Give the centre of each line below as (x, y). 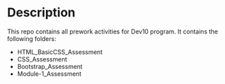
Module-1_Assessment (49, 74)
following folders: (32, 38)
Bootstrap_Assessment (50, 66)
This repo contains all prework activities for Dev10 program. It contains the (112, 31)
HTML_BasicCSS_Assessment (60, 52)
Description (41, 13)
